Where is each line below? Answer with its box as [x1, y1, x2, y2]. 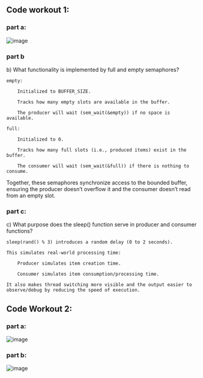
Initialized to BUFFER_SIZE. [17, 88, 91, 94]
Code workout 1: [6, 5, 69, 15]
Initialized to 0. [17, 136, 64, 142]
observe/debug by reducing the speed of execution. [6, 287, 140, 293]
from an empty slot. [6, 192, 56, 199]
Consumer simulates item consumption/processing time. [17, 271, 160, 278]
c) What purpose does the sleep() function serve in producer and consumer [6, 221, 197, 228]
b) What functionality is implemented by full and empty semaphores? [6, 66, 180, 73]
